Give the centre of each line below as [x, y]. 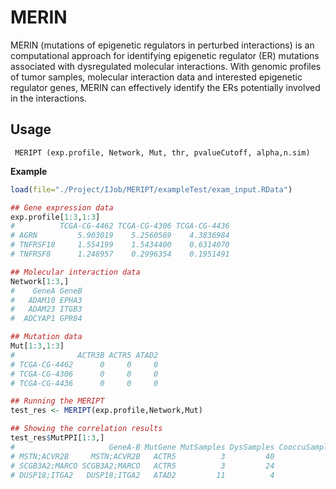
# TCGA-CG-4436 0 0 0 [84, 383]
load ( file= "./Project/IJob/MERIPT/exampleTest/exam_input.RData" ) [151, 189]
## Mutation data [46, 337]
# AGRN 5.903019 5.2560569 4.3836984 [120, 236]
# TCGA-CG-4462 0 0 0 [84, 364]
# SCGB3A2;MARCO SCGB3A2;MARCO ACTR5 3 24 [142, 466]
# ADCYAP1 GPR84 [46, 319]
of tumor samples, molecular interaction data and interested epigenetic [156, 77]
